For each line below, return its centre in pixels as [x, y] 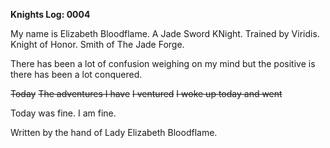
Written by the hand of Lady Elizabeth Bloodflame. [114, 132]
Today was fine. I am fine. [63, 113]
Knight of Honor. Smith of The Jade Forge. [97, 44]
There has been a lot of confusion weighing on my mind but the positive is [163, 63]
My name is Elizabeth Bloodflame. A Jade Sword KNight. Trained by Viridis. [165, 33]
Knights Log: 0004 [50, 14]
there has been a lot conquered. [76, 74]
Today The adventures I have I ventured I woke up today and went [146, 93]
